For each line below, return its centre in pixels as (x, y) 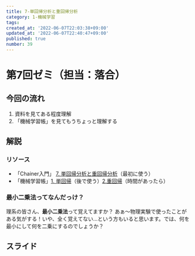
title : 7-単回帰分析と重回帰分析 (42, 11)
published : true (26, 39)
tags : (13, 22)
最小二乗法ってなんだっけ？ (45, 197)
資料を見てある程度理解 (43, 114)
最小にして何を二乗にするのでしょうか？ (55, 226)
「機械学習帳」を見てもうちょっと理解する (66, 121)
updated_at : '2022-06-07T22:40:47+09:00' (58, 33)
